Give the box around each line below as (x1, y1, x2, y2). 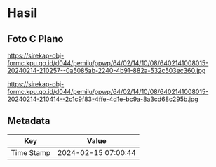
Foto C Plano (7, 33, 64, 45)
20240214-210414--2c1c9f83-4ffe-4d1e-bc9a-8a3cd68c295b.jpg (7, 95, 198, 103)
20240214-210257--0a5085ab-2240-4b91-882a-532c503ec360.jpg (7, 67, 206, 74)
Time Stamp (11, 147, 51, 157)
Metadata (7, 115, 50, 127)
